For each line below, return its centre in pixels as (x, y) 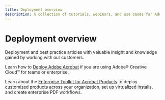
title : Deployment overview (34, 10)
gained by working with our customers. (45, 58)
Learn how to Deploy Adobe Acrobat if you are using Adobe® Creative (76, 67)
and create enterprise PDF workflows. (43, 92)
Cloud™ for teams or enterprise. (37, 72)
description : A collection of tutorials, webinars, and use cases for (79, 14)
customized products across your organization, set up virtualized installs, (79, 87)
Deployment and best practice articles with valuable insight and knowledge (81, 52)
